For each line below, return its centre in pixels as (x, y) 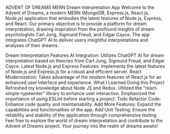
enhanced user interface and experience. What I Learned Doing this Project (85, 82)
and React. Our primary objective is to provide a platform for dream (76, 24)
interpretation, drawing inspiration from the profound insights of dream (80, 29)
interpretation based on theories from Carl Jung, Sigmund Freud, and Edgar (85, 61)
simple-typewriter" (25, 93)
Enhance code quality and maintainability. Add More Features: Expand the (83, 104)
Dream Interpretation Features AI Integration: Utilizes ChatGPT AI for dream (85, 55)
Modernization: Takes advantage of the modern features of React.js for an (83, 77)
